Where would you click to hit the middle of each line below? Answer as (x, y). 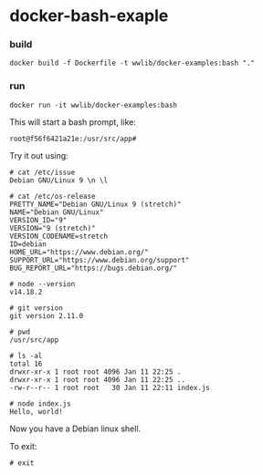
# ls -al (26, 356)
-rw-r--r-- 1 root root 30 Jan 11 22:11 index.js (110, 387)
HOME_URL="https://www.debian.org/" (79, 252)
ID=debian (28, 244)
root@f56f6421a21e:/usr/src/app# (73, 139)
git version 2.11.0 (47, 315)
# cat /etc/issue (42, 172)
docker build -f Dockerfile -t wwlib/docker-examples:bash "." (132, 63)
